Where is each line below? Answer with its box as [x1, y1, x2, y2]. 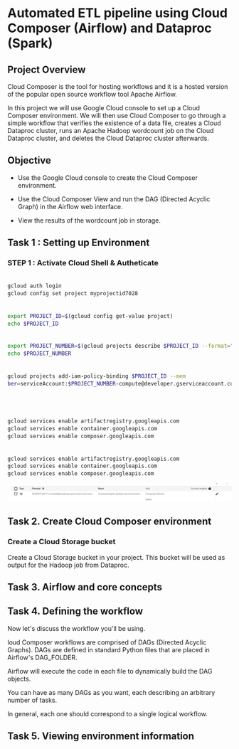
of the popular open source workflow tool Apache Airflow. [7, 90, 178, 98]
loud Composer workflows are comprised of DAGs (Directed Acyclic [7, 638, 207, 647]
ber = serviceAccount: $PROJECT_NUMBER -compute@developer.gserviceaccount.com [7, 380, 237, 387]
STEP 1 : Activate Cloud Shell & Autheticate [7, 258, 159, 268]
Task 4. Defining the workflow [7, 605, 144, 617]
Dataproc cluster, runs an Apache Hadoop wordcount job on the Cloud [7, 127, 214, 134]
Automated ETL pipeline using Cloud [7, 5, 228, 21]
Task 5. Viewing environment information [7, 731, 194, 743]
